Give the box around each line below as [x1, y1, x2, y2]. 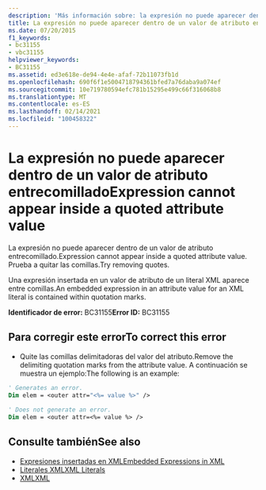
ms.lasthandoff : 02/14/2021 [8, 108, 101, 116]
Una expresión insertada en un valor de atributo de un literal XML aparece [8, 275, 249, 284]
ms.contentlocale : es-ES [8, 100, 90, 108]
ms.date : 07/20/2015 [8, 26, 77, 34]
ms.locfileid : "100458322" [8, 115, 97, 123]
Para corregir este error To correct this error [8, 330, 227, 344]
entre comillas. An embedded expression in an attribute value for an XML [8, 284, 245, 293]
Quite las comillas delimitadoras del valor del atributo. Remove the [19, 351, 234, 361]
